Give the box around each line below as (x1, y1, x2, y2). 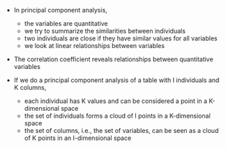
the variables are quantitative (24, 19, 108, 27)
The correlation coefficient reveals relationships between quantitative (13, 55, 214, 63)
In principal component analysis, (13, 6, 108, 14)
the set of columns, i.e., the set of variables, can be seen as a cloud (24, 127, 219, 134)
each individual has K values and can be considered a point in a (24, 97, 208, 105)
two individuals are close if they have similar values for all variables (24, 34, 218, 42)
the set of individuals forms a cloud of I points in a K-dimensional (24, 111, 211, 120)
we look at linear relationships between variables (24, 42, 165, 49)
